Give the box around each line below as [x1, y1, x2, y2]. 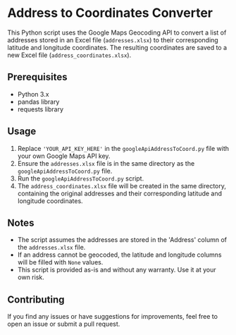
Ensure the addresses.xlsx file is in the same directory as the [17, 159, 195, 167]
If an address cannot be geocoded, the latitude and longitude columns [17, 250, 222, 259]
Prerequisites [7, 71, 68, 83]
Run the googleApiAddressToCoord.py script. [17, 174, 144, 183]
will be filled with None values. [17, 258, 104, 267]
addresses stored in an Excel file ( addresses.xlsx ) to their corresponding [7, 35, 218, 44]
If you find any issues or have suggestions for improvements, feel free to [7, 312, 218, 321]
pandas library [17, 97, 60, 106]
